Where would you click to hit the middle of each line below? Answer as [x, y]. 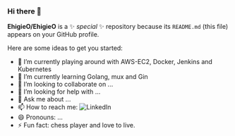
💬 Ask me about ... [44, 99]
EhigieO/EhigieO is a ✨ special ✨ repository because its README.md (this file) [118, 27]
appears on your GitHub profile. [53, 35]
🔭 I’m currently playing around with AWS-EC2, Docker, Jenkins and [115, 62]
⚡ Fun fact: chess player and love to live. [76, 125]
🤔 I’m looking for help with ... [59, 92]
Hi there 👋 [25, 11]
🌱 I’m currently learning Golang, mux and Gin [83, 77]
